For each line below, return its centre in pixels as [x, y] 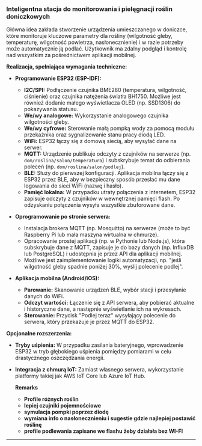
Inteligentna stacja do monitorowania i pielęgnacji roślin [90, 9]
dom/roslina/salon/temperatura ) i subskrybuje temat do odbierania [107, 160]
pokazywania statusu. [51, 109]
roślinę [33, 425]
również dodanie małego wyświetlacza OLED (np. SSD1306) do [102, 103]
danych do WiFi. [44, 296]
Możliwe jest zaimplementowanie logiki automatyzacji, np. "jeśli [103, 260]
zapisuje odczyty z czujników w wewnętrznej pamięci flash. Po [102, 199]
